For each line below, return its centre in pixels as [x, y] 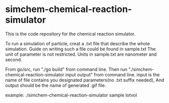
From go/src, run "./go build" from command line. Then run [66, 69]
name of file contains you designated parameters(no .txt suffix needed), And [85, 80]
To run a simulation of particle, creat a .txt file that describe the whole [78, 43]
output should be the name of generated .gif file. [56, 85]
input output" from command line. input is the [112, 74]
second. [14, 59]
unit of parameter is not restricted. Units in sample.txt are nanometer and [81, 54]
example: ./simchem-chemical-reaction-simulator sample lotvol [71, 95]
